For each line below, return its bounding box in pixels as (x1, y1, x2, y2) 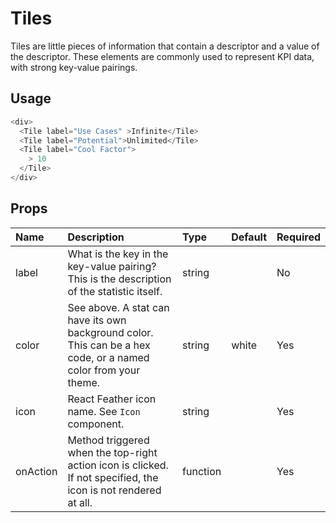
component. (67, 417, 125, 431)
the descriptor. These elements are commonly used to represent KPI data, (10, 50, 315, 62)
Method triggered (67, 433, 150, 447)
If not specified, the (67, 470, 159, 484)
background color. (67, 325, 154, 339)
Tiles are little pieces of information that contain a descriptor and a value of (10, 40, 320, 52)
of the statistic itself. (67, 284, 163, 298)
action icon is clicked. (67, 458, 169, 472)
